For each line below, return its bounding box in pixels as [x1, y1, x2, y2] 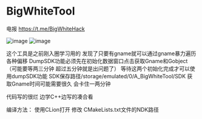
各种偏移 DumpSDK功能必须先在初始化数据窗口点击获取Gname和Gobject [6, 57, 188, 64]
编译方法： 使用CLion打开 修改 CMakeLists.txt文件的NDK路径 [6, 106, 159, 113]
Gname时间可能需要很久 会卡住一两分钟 [11, 80, 111, 87]
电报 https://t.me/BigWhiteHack [6, 25, 85, 32]
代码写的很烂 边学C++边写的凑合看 [6, 93, 93, 100]
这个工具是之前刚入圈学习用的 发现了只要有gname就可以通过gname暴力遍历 [6, 50, 197, 57]
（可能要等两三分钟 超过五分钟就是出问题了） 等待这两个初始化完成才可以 [6, 65, 190, 72]
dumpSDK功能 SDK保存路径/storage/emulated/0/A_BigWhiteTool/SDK [11, 72, 186, 80]
